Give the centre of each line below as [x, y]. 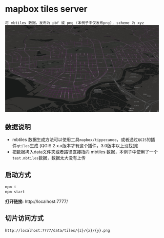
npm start [15, 192]
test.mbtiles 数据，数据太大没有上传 [49, 158]
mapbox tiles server [46, 9]
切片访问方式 [24, 218]
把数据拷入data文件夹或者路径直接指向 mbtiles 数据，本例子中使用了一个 [85, 152]
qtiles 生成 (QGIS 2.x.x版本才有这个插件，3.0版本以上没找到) [78, 146]
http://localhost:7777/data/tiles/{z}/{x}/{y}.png [58, 230]
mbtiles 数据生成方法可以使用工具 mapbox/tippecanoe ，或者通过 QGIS [79, 139]
